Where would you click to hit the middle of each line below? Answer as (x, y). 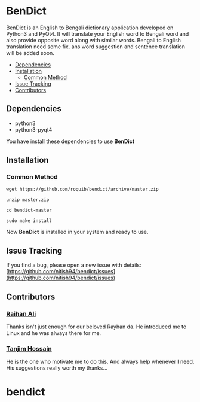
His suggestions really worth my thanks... (57, 368)
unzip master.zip (28, 200)
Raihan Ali (21, 313)
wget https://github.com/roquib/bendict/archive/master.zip (83, 190)
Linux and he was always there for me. (54, 333)
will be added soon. (30, 53)
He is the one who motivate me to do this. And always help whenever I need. (100, 362)
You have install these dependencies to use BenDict (70, 141)
